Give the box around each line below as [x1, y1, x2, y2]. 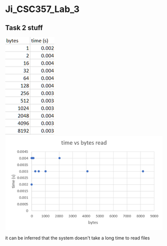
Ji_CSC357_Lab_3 [5, 4, 80, 15]
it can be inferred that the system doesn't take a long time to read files [5, 234, 150, 241]
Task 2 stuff [5, 24, 43, 32]
